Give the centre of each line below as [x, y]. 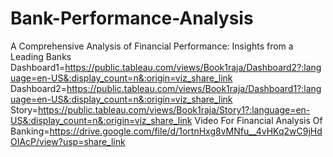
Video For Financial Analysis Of [258, 120]
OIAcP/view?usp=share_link [68, 141]
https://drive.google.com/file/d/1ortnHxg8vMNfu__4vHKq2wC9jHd [186, 131]
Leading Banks [41, 56]
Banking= [30, 131]
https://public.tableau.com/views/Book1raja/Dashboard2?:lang [193, 67]
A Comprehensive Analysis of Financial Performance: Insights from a [152, 46]
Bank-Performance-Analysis [132, 18]
